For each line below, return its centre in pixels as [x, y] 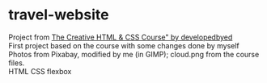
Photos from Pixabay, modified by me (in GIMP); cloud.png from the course [134, 54]
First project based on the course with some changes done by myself [124, 45]
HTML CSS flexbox [40, 71]
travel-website [59, 15]
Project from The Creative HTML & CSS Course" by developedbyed [121, 37]
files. [17, 63]
